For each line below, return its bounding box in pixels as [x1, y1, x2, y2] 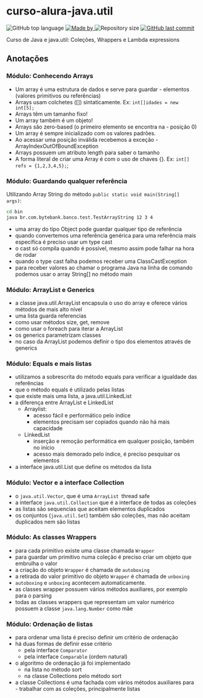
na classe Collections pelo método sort [24, 673, 122, 680]
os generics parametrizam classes [15, 331, 101, 339]
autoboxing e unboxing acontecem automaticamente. [15, 579, 147, 586]
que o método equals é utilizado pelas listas [15, 386, 125, 393]
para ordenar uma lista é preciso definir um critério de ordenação [15, 634, 179, 641]
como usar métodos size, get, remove [15, 318, 110, 325]
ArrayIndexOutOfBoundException [15, 142, 99, 150]
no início [33, 444, 55, 451]
